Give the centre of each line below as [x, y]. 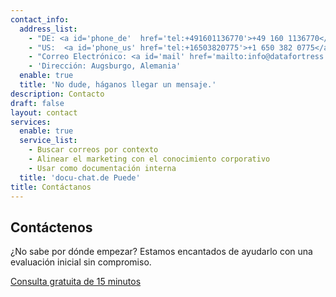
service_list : [48, 141]
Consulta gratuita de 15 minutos [76, 282]
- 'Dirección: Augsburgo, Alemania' [105, 66]
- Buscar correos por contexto [93, 150]
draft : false [37, 103]
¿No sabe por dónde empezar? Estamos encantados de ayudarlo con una [161, 252]
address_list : [48, 29]
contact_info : [40, 19]
